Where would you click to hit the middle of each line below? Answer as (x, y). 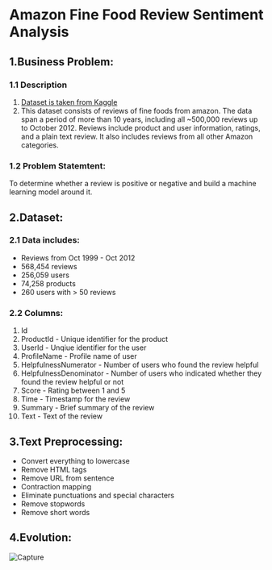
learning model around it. (51, 192)
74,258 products (48, 283)
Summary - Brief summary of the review (88, 408)
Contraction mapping (56, 486)
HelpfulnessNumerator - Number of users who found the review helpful (140, 365)
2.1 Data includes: (44, 240)
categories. (40, 145)
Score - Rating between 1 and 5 (73, 391)
